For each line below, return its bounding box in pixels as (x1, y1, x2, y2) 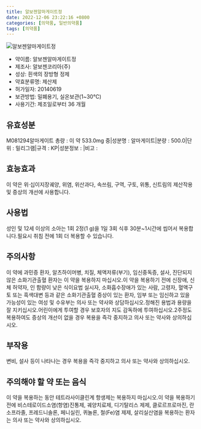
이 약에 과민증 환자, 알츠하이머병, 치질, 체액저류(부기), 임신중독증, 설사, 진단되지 (6, 269, 192, 276)
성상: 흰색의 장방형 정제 (14, 70, 70, 78)
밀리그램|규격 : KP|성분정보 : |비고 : (15, 145, 98, 152)
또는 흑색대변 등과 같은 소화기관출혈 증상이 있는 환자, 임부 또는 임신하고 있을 (12, 291, 190, 298)
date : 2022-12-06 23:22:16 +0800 (6, 14, 90, 20)
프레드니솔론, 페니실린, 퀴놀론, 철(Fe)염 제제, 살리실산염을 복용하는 (28, 409, 184, 416)
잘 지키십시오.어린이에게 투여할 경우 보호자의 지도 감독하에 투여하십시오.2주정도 (6, 306, 192, 313)
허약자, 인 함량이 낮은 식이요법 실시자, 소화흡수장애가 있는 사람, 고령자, (12, 284, 177, 291)
